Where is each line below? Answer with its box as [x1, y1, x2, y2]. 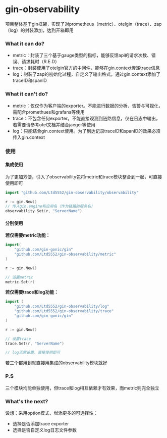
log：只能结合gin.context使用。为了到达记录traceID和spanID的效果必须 [12, 128, 160, 134]
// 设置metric [5, 274, 34, 280]
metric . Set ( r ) [5, 279, 35, 284]
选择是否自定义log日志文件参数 [12, 427, 77, 433]
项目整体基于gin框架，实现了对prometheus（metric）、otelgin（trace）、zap [5, 21, 162, 27]
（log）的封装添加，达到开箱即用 [5, 27, 74, 33]
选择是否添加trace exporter [12, 420, 69, 426]
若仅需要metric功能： [5, 232, 50, 238]
